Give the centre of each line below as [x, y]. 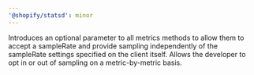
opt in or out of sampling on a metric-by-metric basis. [95, 62]
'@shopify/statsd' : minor [50, 15]
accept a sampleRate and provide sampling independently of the [113, 46]
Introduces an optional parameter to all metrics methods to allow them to [126, 37]
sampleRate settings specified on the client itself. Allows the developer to [127, 54]
